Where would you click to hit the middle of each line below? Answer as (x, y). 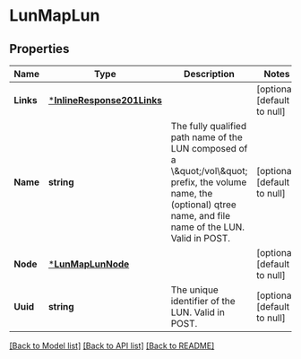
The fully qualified (209, 126)
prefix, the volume (209, 182)
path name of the (207, 137)
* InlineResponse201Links (105, 100)
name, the (192, 193)
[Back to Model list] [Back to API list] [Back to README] (112, 346)
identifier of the (203, 301)
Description (209, 74)
